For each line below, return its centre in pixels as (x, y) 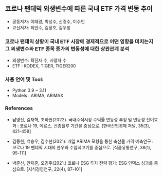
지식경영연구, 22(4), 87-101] (55, 169)
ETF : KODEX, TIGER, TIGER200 (44, 66)
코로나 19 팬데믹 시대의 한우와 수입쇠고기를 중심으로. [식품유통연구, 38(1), (82, 147)
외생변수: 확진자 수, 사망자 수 (39, 61)
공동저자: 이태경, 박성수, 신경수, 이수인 (48, 22)
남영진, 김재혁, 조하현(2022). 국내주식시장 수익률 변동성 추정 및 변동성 (78, 119)
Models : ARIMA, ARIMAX (38, 96)
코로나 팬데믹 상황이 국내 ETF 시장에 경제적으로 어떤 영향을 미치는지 (79, 42)
